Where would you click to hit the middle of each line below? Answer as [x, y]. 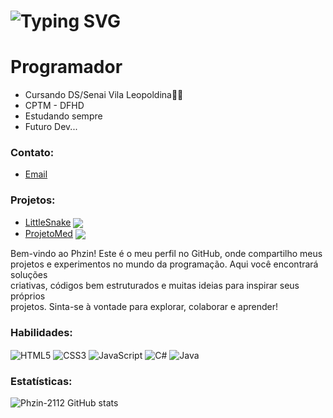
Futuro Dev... [51, 127]
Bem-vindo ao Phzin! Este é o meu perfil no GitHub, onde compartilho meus [166, 254]
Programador [66, 67]
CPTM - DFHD [54, 106]
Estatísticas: [41, 381]
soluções [29, 275]
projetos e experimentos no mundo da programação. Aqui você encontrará [164, 264]
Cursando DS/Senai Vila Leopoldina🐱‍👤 [104, 95]
